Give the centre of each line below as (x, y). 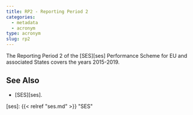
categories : (21, 17)
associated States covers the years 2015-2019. (63, 62)
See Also (23, 80)
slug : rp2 (18, 39)
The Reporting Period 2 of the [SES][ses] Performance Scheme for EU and (97, 56)
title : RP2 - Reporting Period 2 (47, 11)
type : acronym (24, 34)
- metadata (25, 22)
